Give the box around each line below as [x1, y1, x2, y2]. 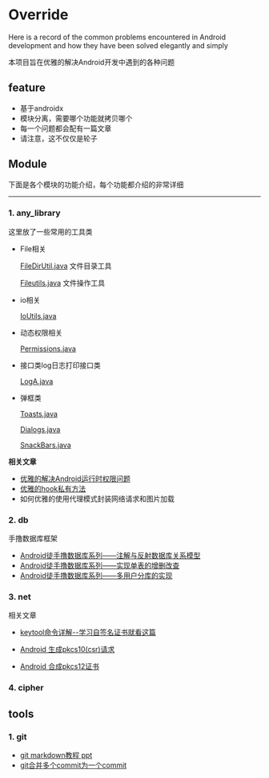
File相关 [19, 243, 46, 254]
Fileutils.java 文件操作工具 [19, 278, 106, 287]
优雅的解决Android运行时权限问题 [19, 474, 130, 483]
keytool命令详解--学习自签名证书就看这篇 [19, 628, 156, 637]
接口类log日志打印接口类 [19, 360, 102, 370]
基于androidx [19, 103, 64, 113]
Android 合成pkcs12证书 [19, 662, 100, 671]
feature [8, 81, 46, 95]
